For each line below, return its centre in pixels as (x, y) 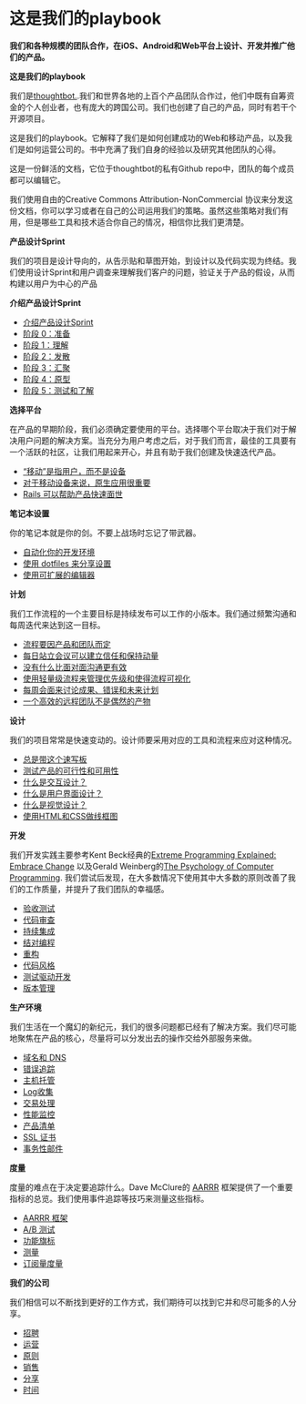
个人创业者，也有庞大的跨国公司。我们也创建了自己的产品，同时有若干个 (161, 107)
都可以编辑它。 (37, 179)
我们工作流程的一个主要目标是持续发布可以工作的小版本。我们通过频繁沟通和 (153, 613)
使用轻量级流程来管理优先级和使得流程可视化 (107, 678)
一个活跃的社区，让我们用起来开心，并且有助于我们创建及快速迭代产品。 (145, 452)
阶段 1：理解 (46, 345)
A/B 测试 (39, 1229)
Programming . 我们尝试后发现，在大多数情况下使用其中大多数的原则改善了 (149, 877)
